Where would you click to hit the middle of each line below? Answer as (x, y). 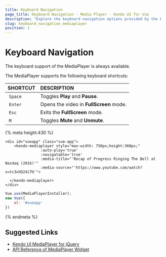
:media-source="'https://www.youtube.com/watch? (91, 168)
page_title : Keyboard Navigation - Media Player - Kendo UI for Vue (77, 14)
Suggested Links (32, 232)
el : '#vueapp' (28, 203)
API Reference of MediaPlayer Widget (51, 250)
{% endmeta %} (21, 217)
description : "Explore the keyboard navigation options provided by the (82, 19)
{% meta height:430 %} (29, 133)
